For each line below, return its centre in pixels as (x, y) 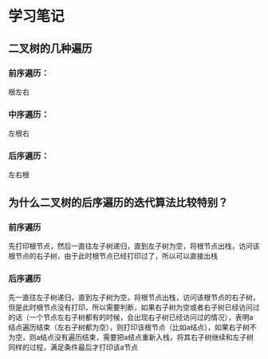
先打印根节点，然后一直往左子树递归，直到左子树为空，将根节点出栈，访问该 (134, 246)
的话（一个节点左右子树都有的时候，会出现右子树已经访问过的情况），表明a (131, 318)
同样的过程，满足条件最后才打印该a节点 (73, 347)
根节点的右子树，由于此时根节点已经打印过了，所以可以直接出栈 (113, 256)
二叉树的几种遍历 (50, 48)
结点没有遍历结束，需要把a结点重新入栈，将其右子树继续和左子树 (146, 337)
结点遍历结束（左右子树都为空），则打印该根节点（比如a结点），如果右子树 (129, 327)
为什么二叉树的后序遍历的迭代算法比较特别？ (118, 202)
